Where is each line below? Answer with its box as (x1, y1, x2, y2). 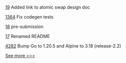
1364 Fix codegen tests (5, 14, 54, 19)
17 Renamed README (5, 33, 50, 39)
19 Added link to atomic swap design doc (5, 4, 90, 10)
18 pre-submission (5, 23, 44, 29)
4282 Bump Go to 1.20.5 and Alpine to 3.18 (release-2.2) (5, 43, 121, 49)
